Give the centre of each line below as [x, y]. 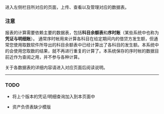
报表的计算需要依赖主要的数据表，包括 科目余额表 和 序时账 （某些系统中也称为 [82, 33]
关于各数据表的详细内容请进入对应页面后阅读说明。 [56, 68]
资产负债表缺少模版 [31, 107]
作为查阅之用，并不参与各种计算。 [48, 57]
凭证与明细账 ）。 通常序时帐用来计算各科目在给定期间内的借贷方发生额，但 [79, 39]
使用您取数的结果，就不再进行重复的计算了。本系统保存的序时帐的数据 [84, 51]
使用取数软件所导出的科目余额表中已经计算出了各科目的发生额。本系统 [84, 45]
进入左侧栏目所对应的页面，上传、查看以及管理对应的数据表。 [67, 7]
